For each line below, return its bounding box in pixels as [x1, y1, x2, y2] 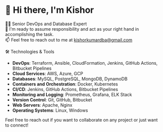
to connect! [5, 122, 29, 128]
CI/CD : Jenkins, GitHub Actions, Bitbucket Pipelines [12, 86, 118, 92]
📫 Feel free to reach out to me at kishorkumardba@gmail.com [5, 37, 133, 43]
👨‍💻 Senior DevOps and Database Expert [5, 21, 87, 27]
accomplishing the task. [5, 31, 54, 37]
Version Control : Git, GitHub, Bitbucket [12, 96, 93, 103]
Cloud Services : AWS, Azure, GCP [12, 70, 83, 76]
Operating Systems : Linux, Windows [12, 107, 88, 113]
